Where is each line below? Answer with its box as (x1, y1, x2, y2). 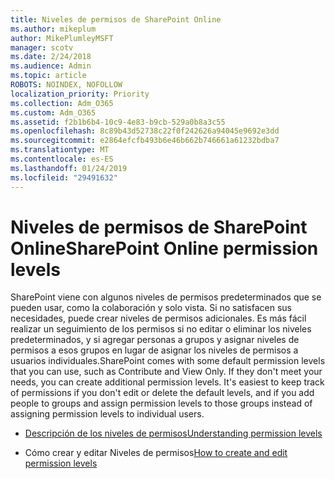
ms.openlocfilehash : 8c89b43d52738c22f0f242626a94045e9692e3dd (10, 126, 280, 136)
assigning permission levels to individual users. (10, 408, 205, 420)
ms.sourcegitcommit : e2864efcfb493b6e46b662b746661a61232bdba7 (10, 136, 280, 146)
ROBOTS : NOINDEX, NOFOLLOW (10, 80, 123, 90)
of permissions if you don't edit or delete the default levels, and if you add (10, 387, 315, 399)
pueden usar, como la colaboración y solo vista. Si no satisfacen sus (10, 302, 292, 314)
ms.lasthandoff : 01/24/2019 (10, 163, 128, 173)
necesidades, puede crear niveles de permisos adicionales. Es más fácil (10, 312, 307, 325)
